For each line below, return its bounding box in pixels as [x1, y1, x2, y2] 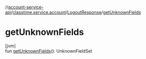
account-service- [8, 4, 44, 10]
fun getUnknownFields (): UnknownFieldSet [5, 48, 92, 54]
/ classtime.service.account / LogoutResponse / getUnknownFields [11, 9, 141, 15]
